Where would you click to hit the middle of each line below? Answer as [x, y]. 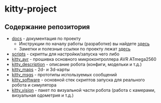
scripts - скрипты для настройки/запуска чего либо [65, 54]
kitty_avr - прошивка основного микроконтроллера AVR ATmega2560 [84, 59]
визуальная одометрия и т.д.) [43, 95]
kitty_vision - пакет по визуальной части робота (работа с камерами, [83, 90]
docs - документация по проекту [46, 38]
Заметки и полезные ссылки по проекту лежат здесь [75, 49]
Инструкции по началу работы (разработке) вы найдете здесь [84, 44]
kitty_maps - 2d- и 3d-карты [41, 69]
